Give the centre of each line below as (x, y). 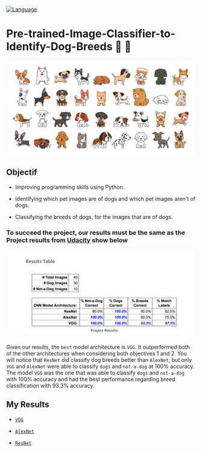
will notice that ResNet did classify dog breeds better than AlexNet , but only (99, 359)
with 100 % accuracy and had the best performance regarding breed (91, 379)
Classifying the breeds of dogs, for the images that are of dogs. (94, 217)
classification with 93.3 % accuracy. (50, 385)
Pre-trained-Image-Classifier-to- (91, 34)
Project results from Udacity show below (67, 240)
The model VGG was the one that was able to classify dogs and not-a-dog (96, 373)
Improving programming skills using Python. (70, 187)
